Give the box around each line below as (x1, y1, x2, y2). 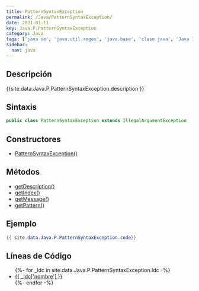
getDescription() (14, 183, 55, 190)
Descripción (6, 69, 52, 79)
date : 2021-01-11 (6, 20, 49, 25)
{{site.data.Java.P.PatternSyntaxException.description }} (6, 85, 145, 92)
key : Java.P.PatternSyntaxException (6, 25, 97, 31)
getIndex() (14, 189, 40, 196)
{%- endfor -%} (14, 279, 54, 286)
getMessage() (14, 195, 49, 202)
